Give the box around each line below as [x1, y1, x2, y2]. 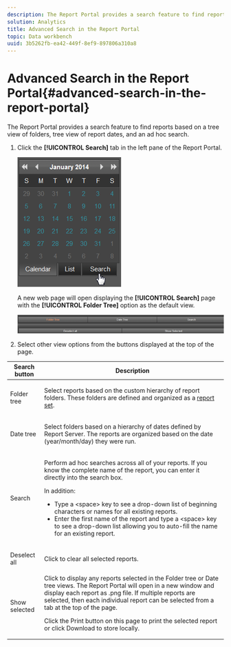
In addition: [44, 486, 76, 495]
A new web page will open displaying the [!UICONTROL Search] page [16, 294, 216, 302]
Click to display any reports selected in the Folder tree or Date [44, 574, 219, 582]
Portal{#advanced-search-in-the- [7, 85, 207, 101]
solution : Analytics [7, 18, 67, 25]
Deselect [10, 551, 36, 559]
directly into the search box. [44, 473, 123, 482]
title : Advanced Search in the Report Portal [7, 25, 140, 32]
